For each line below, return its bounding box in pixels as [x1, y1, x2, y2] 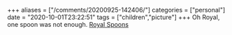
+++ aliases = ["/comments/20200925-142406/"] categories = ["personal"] [7, 6, 226, 14]
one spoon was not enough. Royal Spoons [7, 21, 129, 28]
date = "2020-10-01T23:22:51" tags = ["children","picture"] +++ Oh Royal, [7, 13, 220, 21]
